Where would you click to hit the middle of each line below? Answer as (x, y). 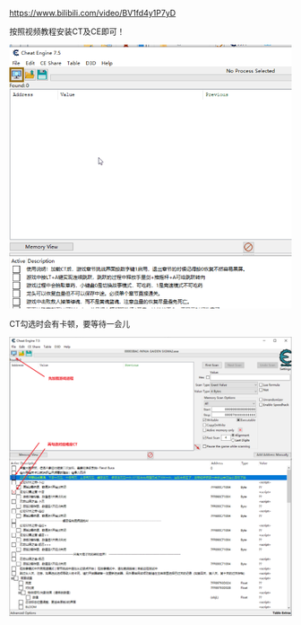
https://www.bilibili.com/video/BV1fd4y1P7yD (93, 13)
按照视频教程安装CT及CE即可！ (67, 31)
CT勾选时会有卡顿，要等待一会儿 (70, 323)
